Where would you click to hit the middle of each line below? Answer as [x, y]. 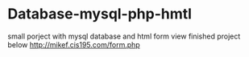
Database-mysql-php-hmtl [100, 14]
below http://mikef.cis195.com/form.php [74, 44]
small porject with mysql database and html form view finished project [124, 36]
